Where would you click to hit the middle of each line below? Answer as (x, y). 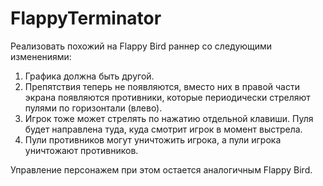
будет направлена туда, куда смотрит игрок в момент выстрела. (163, 129)
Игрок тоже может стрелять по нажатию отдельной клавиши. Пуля (169, 118)
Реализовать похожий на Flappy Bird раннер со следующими (141, 46)
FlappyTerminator (86, 18)
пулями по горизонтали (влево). (93, 108)
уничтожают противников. (81, 150)
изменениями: (41, 56)
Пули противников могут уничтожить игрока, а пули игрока (153, 139)
